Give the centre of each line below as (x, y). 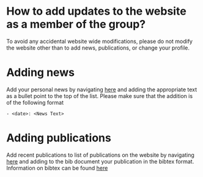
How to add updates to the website (96, 11)
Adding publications (59, 138)
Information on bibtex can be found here (57, 168)
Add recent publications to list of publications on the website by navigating (100, 155)
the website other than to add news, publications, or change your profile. (98, 48)
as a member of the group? (76, 24)
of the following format (35, 102)
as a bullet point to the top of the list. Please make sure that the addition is (100, 96)
